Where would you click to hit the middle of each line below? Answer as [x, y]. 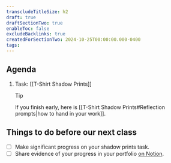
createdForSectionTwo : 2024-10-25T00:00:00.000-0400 [73, 40]
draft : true [21, 17]
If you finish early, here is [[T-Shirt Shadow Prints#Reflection [90, 107]
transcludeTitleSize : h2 [37, 12]
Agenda [21, 70]
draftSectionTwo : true [34, 23]
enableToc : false [28, 28]
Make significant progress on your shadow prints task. [82, 147]
